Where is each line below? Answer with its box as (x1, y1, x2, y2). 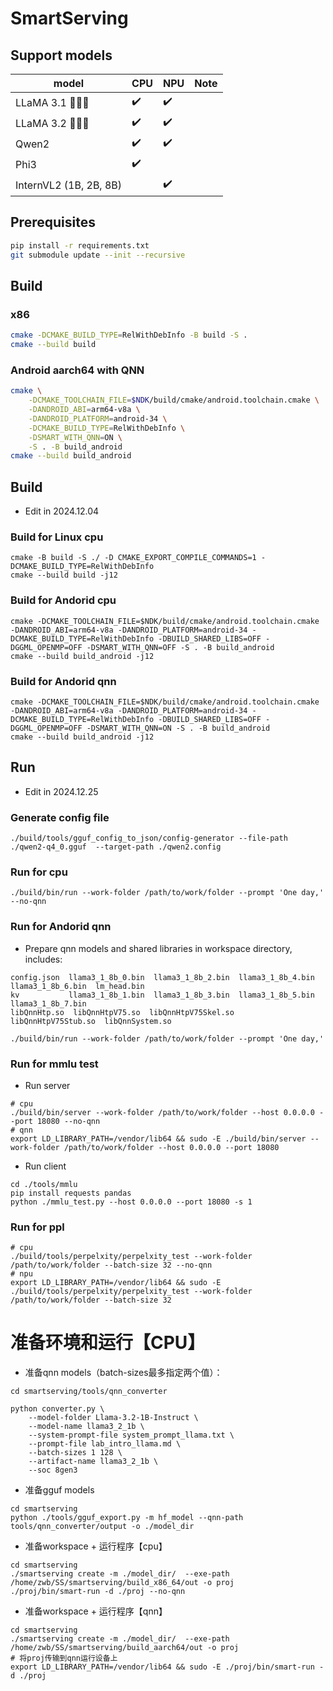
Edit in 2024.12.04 (24, 505, 100, 517)
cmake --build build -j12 (10, 570, 118, 581)
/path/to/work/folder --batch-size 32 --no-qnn (10, 1260, 213, 1271)
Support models (10, 47, 113, 64)
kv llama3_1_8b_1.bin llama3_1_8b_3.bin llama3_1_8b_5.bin (10, 990, 315, 1000)
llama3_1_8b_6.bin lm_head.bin (10, 981, 145, 991)
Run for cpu (10, 865, 68, 879)
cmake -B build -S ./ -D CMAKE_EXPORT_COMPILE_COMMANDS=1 (10, 553, 257, 563)
